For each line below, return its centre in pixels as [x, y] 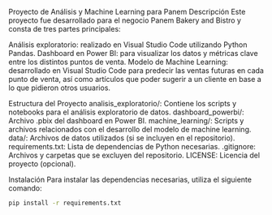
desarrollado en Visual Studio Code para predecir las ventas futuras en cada [136, 71]
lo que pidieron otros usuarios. [60, 88]
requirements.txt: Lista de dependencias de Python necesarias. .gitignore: [132, 146]
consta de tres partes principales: [65, 29]
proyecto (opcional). [42, 164]
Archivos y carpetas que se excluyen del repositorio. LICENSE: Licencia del [134, 155]
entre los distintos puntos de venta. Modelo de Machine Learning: [119, 62]
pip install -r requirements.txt [65, 203]
